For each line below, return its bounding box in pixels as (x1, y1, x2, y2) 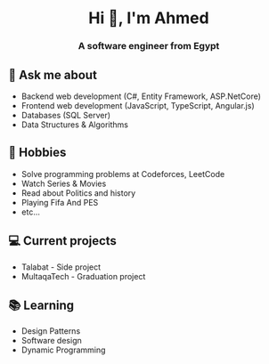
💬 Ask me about (8, 67, 97, 83)
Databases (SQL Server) (20, 109, 111, 120)
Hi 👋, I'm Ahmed (87, 8, 210, 28)
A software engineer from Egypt (77, 40, 220, 53)
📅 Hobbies (8, 145, 67, 160)
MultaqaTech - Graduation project (20, 271, 146, 281)
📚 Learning (8, 297, 75, 312)
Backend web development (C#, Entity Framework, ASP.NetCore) (20, 91, 262, 101)
